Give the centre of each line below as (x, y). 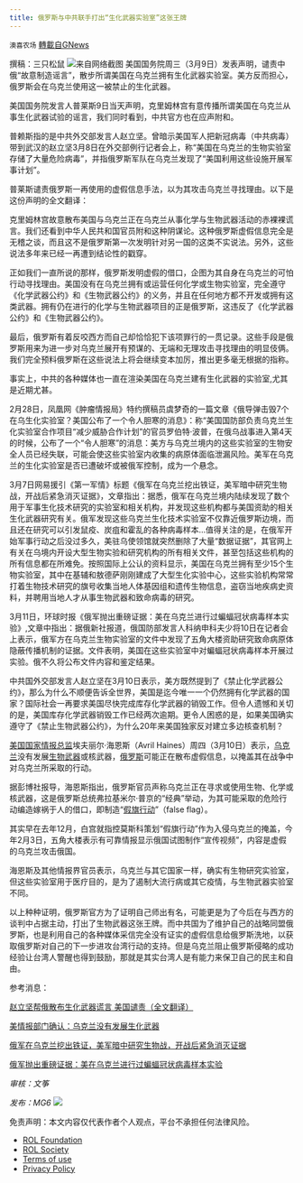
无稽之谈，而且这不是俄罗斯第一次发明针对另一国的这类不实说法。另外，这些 (151, 242)
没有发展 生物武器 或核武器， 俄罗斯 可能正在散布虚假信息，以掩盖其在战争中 (156, 756)
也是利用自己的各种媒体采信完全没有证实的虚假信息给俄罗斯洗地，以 (159, 934)
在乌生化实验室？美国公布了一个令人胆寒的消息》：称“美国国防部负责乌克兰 (147, 420)
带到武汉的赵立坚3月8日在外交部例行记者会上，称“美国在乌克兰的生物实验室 (150, 147)
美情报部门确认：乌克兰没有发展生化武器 (84, 1026)
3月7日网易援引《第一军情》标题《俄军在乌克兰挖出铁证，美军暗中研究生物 (148, 485)
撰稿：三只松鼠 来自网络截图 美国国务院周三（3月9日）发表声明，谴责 (143, 63)
